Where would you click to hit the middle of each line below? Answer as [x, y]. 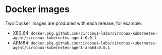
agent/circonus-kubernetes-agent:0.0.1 [55, 38]
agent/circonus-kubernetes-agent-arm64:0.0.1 [61, 47]
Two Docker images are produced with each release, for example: [74, 23]
